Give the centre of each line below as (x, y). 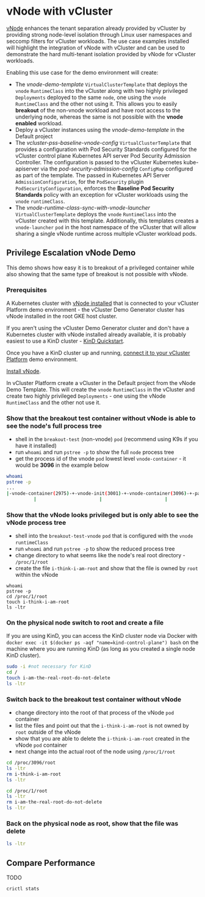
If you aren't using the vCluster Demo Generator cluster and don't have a (98, 328)
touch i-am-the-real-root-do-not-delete (59, 678)
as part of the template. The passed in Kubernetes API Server (92, 175)
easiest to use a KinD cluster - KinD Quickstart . (66, 341)
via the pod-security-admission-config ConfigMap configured (117, 169)
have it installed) (36, 446)
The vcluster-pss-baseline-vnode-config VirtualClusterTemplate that (103, 142)
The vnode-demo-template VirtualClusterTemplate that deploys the (101, 84)
